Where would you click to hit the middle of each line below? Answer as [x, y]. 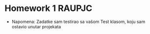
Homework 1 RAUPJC [49, 8]
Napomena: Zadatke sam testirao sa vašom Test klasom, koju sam [78, 22]
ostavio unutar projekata [36, 26]
